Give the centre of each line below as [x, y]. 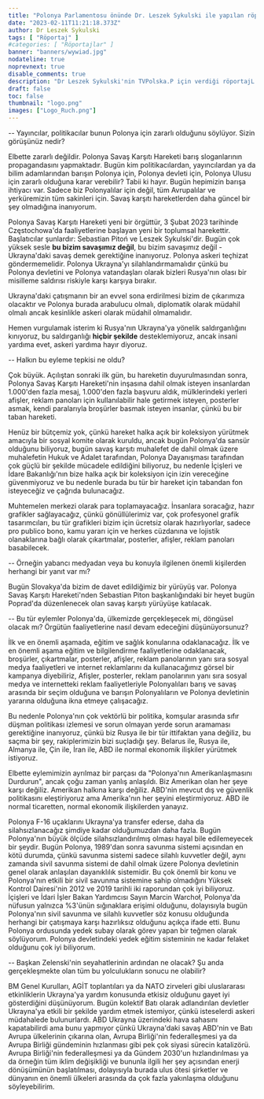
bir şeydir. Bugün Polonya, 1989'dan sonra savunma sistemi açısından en [126, 847]
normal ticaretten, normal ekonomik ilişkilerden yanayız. [98, 807]
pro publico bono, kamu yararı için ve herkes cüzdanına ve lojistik [114, 531]
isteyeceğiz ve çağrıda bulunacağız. [66, 490]
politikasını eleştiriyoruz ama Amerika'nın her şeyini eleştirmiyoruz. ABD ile [129, 798]
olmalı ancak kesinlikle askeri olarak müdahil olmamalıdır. [100, 313]
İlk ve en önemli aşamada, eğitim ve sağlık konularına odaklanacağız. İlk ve [129, 642]
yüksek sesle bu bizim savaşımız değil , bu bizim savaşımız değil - [115, 247]
